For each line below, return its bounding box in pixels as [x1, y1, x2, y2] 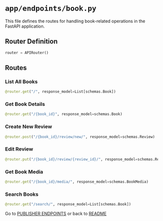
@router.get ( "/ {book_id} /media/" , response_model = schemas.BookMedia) [5, 179, 149, 184]
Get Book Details [5, 101, 45, 108]
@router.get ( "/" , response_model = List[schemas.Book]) [5, 89, 116, 94]
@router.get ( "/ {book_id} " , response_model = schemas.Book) [5, 112, 123, 117]
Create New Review [5, 123, 52, 130]
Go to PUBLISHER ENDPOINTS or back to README [5, 211, 107, 217]
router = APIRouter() [5, 50, 49, 55]
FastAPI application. [5, 23, 45, 29]
